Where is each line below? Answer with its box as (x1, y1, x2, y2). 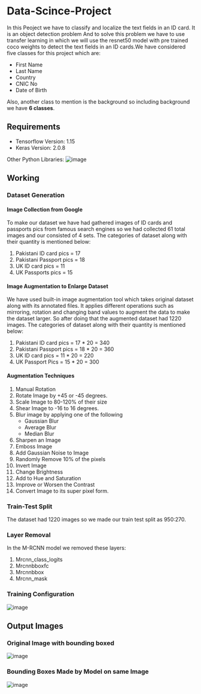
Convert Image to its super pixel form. (15, 487, 109, 495)
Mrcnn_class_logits (15, 556, 63, 563)
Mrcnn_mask (15, 575, 48, 582)
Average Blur (24, 423, 56, 431)
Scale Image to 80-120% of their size (15, 398, 107, 405)
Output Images (7, 621, 63, 631)
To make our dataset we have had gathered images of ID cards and (7, 219, 173, 226)
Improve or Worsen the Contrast (15, 481, 95, 488)
